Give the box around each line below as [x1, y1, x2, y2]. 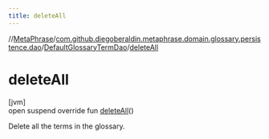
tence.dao [8, 42, 42, 52]
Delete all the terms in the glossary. [8, 121, 125, 131]
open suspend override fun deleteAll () [8, 105, 134, 115]
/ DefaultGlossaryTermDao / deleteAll [41, 42, 159, 52]
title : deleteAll [8, 11, 67, 20]
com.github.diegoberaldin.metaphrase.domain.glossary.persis [55, 34, 261, 43]
